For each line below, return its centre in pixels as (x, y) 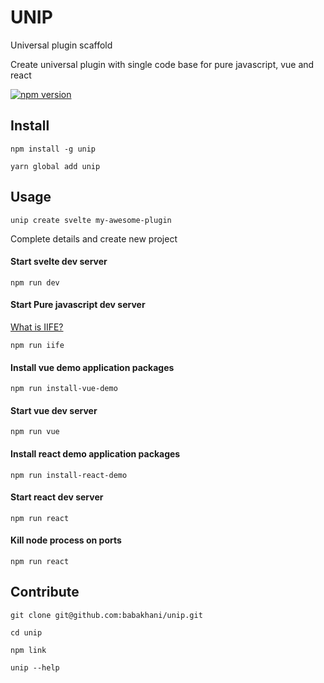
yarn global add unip (55, 166)
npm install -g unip (53, 149)
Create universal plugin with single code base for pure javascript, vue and (162, 64)
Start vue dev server (54, 410)
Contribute (45, 592)
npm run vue (35, 432)
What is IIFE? (37, 327)
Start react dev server (57, 497)
